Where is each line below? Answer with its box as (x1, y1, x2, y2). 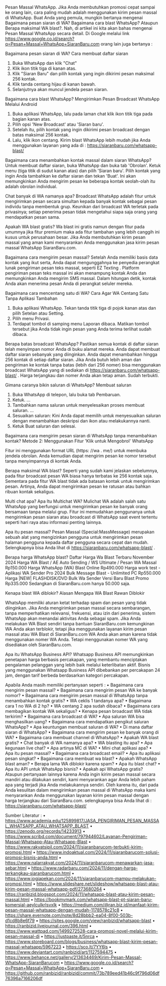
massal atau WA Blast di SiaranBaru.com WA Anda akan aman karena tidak (5, 631, 157, 637)
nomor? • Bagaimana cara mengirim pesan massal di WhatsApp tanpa (5, 693, 148, 698)
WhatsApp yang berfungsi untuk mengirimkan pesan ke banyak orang (5, 504, 148, 509)
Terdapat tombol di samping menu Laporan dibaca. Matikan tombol (12, 321, 149, 327)
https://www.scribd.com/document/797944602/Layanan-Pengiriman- (5, 834, 148, 839)
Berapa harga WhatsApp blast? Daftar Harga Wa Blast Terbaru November (5, 554, 154, 560)
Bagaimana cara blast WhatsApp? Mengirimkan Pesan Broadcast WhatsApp (5, 96, 160, 102)
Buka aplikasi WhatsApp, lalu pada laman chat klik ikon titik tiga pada (12, 111, 153, 117)
